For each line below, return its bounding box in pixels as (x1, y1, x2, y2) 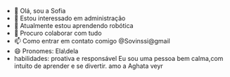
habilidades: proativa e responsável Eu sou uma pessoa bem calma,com (13, 55, 224, 62)
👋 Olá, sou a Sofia (13, 7, 66, 15)
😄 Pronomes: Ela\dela (13, 47, 79, 55)
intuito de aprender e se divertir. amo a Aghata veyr (13, 62, 163, 70)
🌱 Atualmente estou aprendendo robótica (13, 22, 134, 29)
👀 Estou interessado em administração (13, 14, 126, 22)
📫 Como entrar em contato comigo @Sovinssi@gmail (13, 37, 170, 45)
